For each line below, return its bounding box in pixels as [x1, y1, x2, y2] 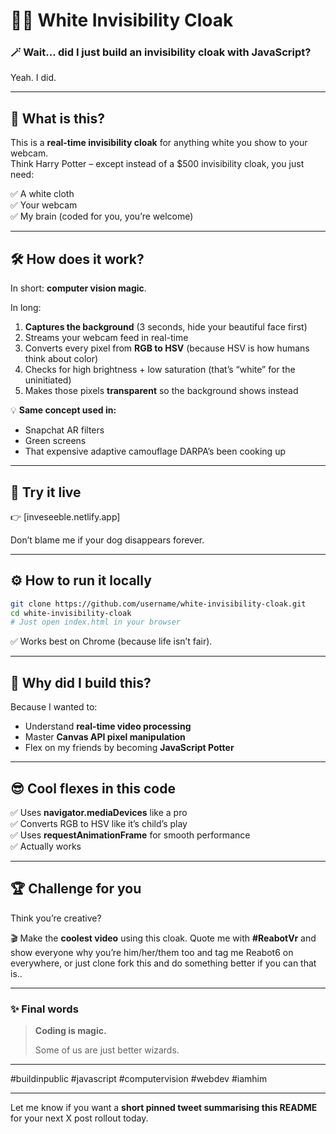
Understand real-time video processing [24, 720, 192, 733]
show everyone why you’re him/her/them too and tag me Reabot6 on [10, 946, 294, 958]
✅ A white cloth [10, 188, 75, 200]
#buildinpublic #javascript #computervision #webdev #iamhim [10, 1073, 268, 1085]
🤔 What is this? [10, 110, 105, 127]
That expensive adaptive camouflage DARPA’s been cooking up [24, 445, 286, 458]
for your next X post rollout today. [10, 1112, 149, 1124]
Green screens [24, 435, 87, 447]
